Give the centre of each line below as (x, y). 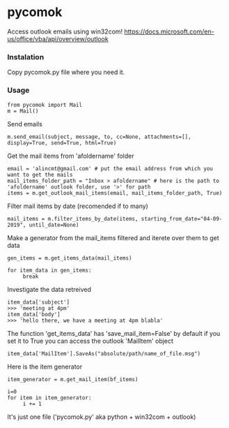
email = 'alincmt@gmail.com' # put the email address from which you (110, 168)
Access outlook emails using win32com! (65, 31)
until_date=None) (54, 225)
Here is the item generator (45, 367)
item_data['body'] (34, 314)
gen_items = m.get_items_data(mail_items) (70, 258)
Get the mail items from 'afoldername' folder (71, 156)
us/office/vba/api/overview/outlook (58, 38)
